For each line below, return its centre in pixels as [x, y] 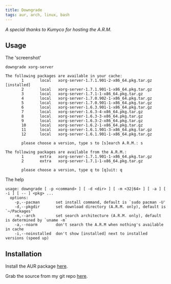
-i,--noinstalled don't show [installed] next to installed [81, 234]
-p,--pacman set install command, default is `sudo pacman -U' [90, 203]
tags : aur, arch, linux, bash [38, 15]
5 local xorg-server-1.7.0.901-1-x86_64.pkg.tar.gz [87, 103]
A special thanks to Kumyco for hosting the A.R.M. [58, 29]
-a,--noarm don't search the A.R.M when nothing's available [89, 225]
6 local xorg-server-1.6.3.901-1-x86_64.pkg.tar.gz [87, 107]
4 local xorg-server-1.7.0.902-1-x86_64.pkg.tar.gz [87, 99]
